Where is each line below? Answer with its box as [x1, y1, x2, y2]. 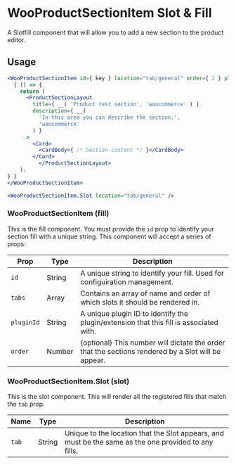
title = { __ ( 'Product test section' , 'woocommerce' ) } [32, 101, 199, 108]
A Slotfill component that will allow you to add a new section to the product [7, 28, 224, 37]
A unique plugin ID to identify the [80, 308, 188, 318]
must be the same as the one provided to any [64, 438, 214, 447]
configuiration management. [80, 276, 173, 286]
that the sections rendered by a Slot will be [80, 346, 221, 356]
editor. [7, 35, 26, 44]
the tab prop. [7, 400, 46, 409]
